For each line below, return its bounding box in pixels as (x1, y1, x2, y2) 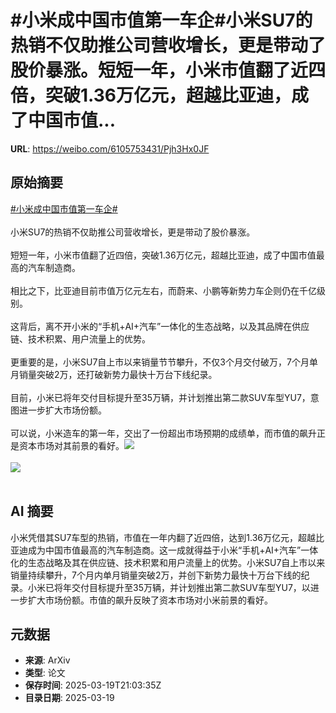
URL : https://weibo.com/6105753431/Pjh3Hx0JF (10, 142, 210, 155)
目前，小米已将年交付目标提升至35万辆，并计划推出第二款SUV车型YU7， (10, 391, 311, 403)
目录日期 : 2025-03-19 (24, 692, 115, 704)
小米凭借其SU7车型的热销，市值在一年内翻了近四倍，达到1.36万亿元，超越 (10, 531, 317, 543)
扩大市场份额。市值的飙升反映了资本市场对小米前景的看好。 (27, 594, 273, 606)
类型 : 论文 (24, 667, 66, 679)
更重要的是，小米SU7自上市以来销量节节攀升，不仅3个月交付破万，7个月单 (10, 356, 318, 368)
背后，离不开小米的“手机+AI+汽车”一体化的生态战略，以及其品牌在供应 (18, 320, 310, 332)
